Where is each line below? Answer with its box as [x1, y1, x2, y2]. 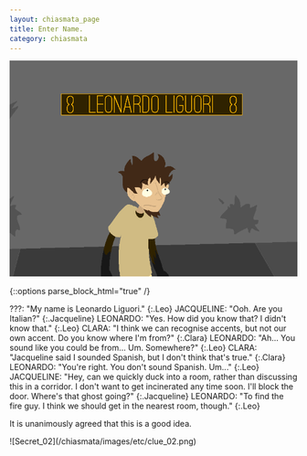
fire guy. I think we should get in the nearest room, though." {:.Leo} [9, 400, 260, 411]
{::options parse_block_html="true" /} [9, 286, 151, 297]
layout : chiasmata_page [9, 15, 101, 24]
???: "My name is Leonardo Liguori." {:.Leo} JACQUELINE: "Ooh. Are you [9, 303, 283, 314]
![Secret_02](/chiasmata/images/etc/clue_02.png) [9, 436, 196, 447]
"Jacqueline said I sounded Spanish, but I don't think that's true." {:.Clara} [9, 352, 286, 363]
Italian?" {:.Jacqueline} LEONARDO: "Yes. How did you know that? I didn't [9, 313, 287, 324]
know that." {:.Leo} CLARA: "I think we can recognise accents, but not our [9, 323, 287, 334]
